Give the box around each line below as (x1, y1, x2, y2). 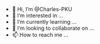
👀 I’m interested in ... (12, 12, 64, 19)
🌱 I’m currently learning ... (12, 18, 77, 25)
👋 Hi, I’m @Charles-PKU (12, 6, 73, 12)
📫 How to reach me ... (12, 32, 68, 38)
